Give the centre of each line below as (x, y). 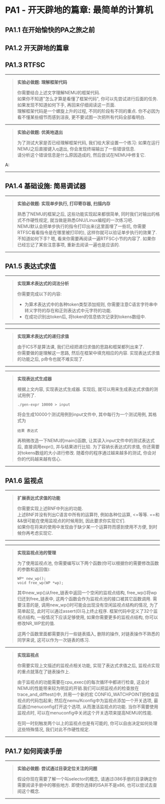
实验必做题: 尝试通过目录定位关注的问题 (57, 769)
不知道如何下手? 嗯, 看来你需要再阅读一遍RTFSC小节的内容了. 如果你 (86, 238)
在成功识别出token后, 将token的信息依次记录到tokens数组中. (85, 317)
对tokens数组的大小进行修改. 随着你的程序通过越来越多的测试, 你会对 (86, 453)
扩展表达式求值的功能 (39, 498)
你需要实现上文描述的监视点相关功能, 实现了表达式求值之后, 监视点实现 (88, 666)
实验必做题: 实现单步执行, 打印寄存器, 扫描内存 (64, 203)
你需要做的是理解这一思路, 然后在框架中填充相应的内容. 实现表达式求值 (88, 353)
